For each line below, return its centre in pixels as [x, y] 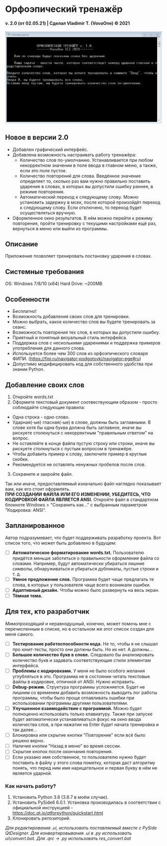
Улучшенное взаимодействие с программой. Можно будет [77, 708]
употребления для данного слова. [49, 348]
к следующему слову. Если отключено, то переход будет [81, 208]
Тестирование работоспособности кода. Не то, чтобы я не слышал [85, 643]
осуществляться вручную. [48, 212]
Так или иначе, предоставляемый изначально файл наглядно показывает [83, 484]
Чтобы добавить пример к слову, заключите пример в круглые [80, 454]
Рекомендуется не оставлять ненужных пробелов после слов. [79, 464]
